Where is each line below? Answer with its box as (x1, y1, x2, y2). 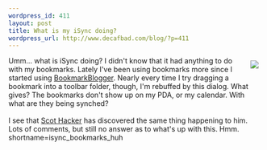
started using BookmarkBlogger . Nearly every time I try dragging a (8, 73, 230, 83)
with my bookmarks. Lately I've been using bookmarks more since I (8, 65, 232, 75)
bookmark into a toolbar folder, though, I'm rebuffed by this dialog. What (8, 82, 248, 91)
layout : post (8, 19, 52, 27)
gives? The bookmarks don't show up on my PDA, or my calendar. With (8, 90, 245, 100)
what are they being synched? (8, 99, 109, 108)
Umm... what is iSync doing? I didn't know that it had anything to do (8, 56, 232, 66)
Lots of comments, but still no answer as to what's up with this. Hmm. (8, 124, 240, 134)
